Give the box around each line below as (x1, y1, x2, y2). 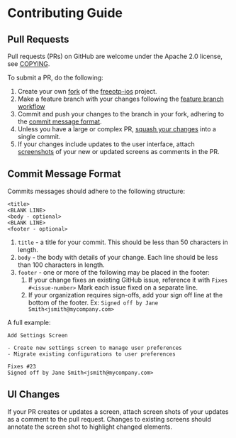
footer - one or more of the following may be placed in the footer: (17, 268, 210, 276)
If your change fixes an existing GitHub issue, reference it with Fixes (28, 275, 228, 284)
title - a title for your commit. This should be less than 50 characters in (17, 238, 228, 246)
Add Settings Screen (7, 332, 69, 339)
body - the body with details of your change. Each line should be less (17, 253, 218, 261)
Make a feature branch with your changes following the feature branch (17, 94, 225, 103)
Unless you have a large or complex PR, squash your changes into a (17, 125, 216, 133)
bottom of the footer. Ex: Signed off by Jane (28, 298, 159, 307)
